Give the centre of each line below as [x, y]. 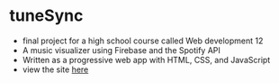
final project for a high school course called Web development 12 [143, 41]
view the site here [55, 69]
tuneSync [46, 16]
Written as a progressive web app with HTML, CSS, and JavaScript [146, 60]
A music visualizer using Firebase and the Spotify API [121, 50]
